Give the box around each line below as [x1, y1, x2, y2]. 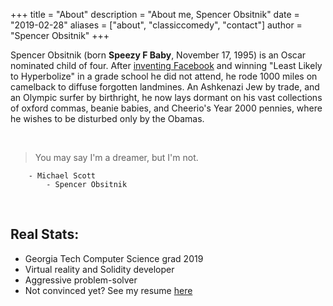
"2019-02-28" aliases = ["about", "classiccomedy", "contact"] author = [10, 19, 303, 31]
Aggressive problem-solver [24, 274, 138, 286]
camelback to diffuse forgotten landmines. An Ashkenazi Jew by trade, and [10, 81, 320, 93]
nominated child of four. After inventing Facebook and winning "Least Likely [10, 60, 323, 71]
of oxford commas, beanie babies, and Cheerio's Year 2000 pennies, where [10, 102, 323, 114]
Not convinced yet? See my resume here [24, 284, 193, 296]
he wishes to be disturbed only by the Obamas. [10, 113, 205, 124]
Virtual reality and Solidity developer [24, 263, 175, 275]
